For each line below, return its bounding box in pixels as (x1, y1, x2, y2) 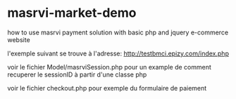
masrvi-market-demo (7, 5, 137, 21)
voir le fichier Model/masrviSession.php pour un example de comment (7, 62, 211, 71)
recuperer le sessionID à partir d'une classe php (7, 70, 147, 79)
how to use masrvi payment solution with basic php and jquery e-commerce (7, 28, 229, 37)
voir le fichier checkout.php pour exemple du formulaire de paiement (7, 84, 207, 92)
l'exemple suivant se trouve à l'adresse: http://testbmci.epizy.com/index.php (7, 49, 229, 58)
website (7, 35, 30, 44)
